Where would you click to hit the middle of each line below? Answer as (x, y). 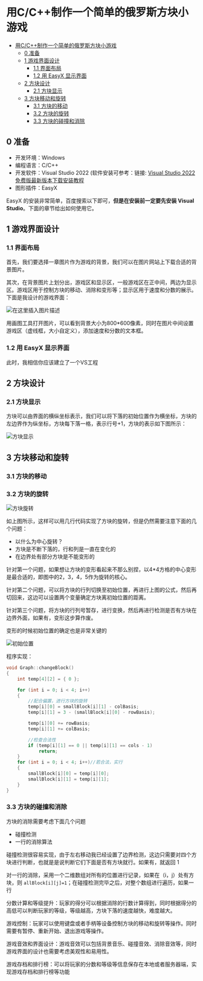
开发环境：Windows (40, 157)
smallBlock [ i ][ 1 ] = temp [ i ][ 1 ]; (69, 779)
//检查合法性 (42, 740)
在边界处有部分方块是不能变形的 (55, 557)
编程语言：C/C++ (37, 165)
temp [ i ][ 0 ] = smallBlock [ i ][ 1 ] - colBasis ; (83, 707)
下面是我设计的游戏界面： (38, 297)
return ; (48, 751)
